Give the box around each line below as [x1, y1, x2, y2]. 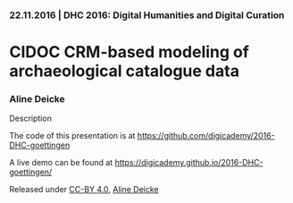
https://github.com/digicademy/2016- [137, 131, 275, 141]
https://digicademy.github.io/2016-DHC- [114, 157, 264, 168]
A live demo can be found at [9, 157, 113, 168]
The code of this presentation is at [9, 131, 136, 141]
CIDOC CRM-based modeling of [9, 42, 250, 63]
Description [9, 113, 52, 124]
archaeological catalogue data [9, 61, 239, 81]
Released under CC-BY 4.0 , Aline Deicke [9, 184, 159, 195]
